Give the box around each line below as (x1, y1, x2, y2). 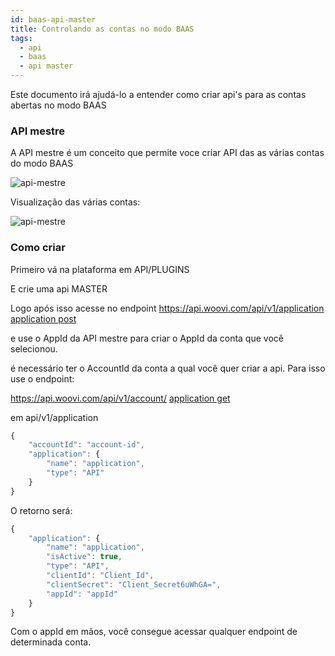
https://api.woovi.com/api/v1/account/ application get (10, 392, 231, 404)
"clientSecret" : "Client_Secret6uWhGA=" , (46, 579, 222, 590)
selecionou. (10, 342, 58, 355)
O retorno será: (10, 504, 73, 516)
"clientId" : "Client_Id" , (46, 571, 155, 581)
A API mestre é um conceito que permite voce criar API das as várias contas (10, 147, 325, 159)
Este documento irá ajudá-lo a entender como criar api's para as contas (10, 89, 307, 100)
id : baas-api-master (10, 14, 97, 25)
